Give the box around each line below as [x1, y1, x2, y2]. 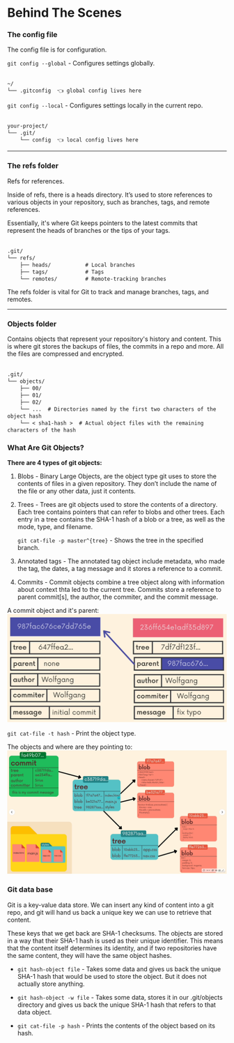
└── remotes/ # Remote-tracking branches [19, 275, 167, 282]
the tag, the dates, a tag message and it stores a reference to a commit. [17, 565, 223, 573]
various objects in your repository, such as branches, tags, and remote [7, 197, 210, 206]
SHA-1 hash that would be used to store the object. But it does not [17, 972, 207, 980]
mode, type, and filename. [17, 523, 93, 531]
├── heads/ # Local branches [19, 261, 136, 268]
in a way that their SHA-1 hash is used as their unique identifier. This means [7, 936, 224, 945]
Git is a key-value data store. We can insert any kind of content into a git [7, 901, 214, 909]
